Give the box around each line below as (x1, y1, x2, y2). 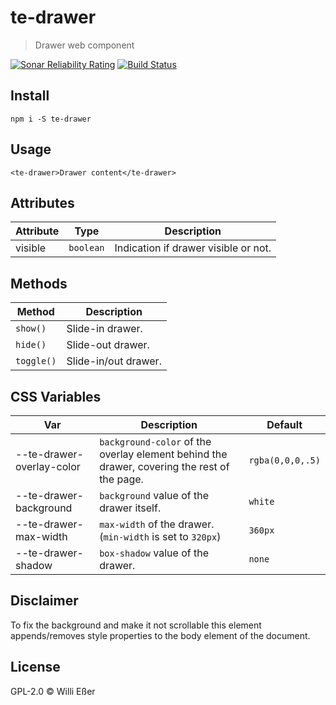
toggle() (15, 356, 57, 367)
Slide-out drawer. (66, 338, 150, 352)
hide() (15, 339, 47, 351)
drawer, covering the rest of (99, 460, 230, 473)
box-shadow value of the (99, 546, 209, 560)
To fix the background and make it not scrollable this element (10, 619, 262, 631)
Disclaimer (10, 592, 79, 610)
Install (10, 87, 50, 105)
